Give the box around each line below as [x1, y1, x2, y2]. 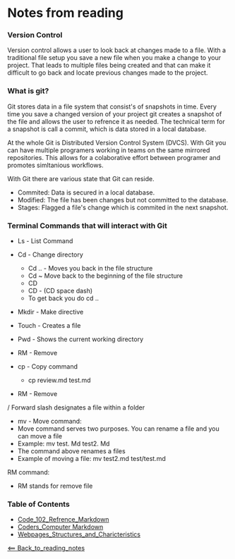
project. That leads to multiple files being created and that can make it [7, 61, 211, 70]
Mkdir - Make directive [17, 308, 84, 317]
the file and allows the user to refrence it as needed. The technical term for [7, 117, 225, 125]
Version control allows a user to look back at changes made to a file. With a [7, 46, 227, 54]
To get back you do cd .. [28, 294, 100, 302]
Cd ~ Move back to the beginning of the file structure [28, 271, 183, 280]
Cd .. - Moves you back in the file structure [28, 264, 153, 273]
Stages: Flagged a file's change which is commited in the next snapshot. [17, 203, 229, 211]
